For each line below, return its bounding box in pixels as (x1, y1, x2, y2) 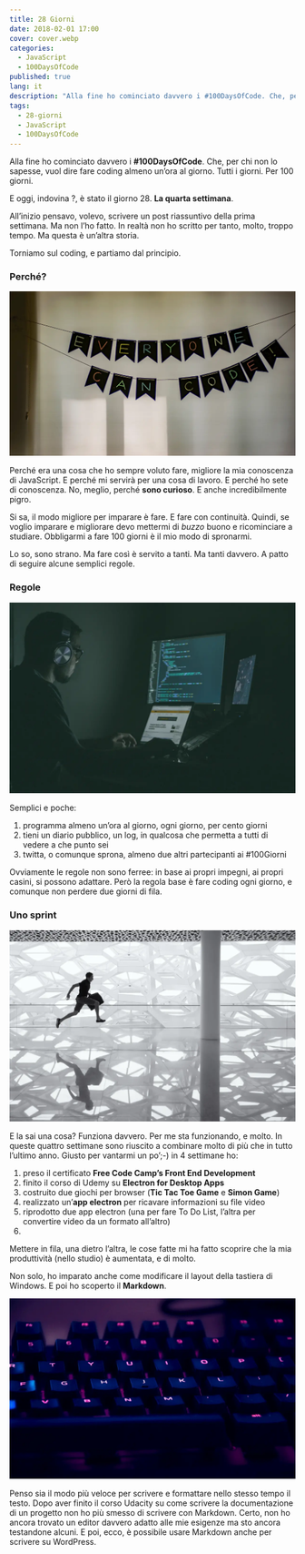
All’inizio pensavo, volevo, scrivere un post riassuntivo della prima (9, 210, 256, 222)
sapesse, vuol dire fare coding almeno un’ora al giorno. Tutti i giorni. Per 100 (9, 166, 294, 177)
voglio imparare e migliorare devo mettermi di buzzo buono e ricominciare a (9, 522, 293, 533)
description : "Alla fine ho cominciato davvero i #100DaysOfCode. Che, (9, 91, 286, 100)
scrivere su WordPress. (9, 1537, 97, 1548)
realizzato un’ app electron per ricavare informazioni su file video (22, 1196, 266, 1207)
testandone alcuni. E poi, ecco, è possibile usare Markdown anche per (9, 1527, 272, 1538)
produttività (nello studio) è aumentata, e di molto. (9, 1253, 197, 1264)
